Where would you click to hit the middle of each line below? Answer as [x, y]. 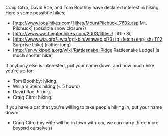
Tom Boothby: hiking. [35, 81]
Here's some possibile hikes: [35, 13]
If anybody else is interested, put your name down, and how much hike [80, 65]
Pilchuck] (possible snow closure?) [50, 28]
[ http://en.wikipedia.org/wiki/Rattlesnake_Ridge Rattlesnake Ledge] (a [86, 50]
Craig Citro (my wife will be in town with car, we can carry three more [86, 122]
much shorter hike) [33, 55]
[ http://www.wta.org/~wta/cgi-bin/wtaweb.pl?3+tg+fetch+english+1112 [87, 39]
